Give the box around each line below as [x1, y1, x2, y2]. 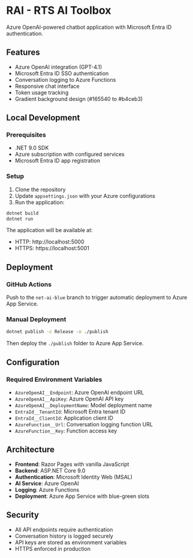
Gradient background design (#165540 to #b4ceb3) [14, 95, 143, 102]
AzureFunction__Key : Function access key [14, 428, 117, 435]
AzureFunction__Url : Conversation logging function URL [14, 421, 153, 428]
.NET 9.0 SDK [14, 144, 49, 152]
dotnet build [6, 210, 39, 216]
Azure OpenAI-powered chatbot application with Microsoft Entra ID [6, 23, 172, 31]
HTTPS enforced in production [14, 545, 91, 552]
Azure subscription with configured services [14, 151, 125, 158]
